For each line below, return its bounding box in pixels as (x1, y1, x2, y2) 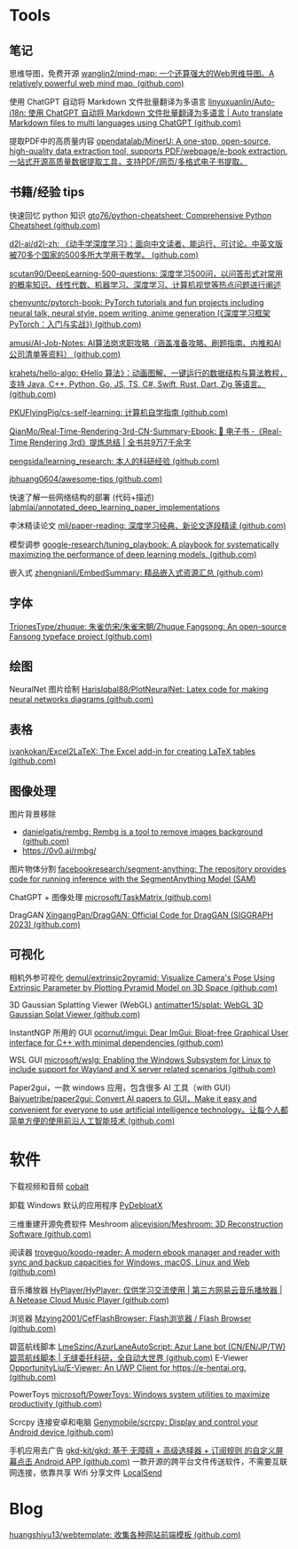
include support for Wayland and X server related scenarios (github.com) (9, 1063, 277, 1074)
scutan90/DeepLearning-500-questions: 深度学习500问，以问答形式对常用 (9, 268, 284, 279)
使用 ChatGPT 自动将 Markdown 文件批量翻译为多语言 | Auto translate (27, 107, 284, 118)
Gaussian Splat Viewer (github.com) (9, 1008, 141, 1019)
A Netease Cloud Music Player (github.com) (9, 1294, 170, 1305)
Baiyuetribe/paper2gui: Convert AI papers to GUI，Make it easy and (9, 1093, 257, 1103)
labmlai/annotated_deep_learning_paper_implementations (9, 502, 220, 512)
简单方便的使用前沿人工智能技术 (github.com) (9, 1115, 176, 1126)
